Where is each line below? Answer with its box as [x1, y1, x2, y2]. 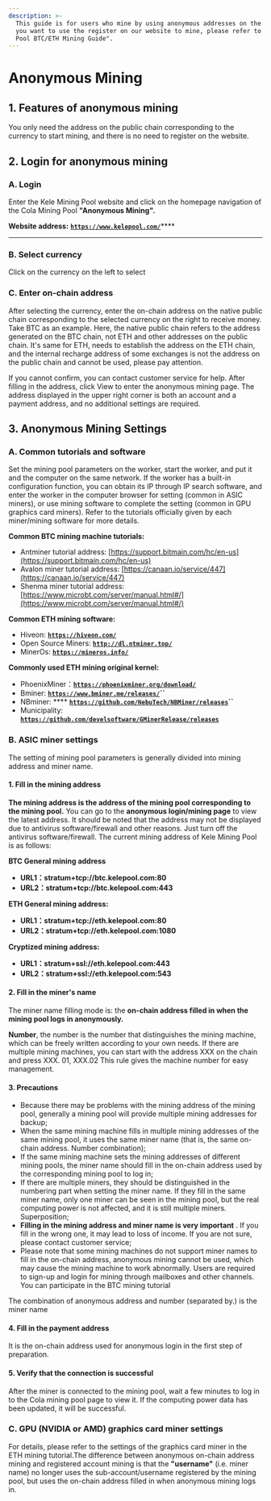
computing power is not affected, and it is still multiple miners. [19, 1203, 227, 1213]
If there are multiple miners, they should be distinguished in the [19, 1177, 230, 1187]
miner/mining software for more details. [8, 516, 140, 525]
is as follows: [8, 840, 52, 850]
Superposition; [19, 1212, 69, 1222]
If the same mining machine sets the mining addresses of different [19, 1152, 240, 1162]
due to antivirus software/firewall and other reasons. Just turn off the [8, 823, 238, 833]
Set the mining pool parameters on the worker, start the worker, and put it [8, 465, 252, 475]
